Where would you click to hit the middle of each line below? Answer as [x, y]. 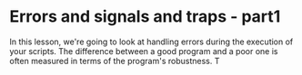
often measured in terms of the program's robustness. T [115, 61]
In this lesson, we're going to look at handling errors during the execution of [151, 42]
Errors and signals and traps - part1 [145, 17]
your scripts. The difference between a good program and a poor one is [144, 51]
